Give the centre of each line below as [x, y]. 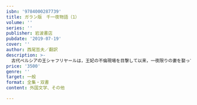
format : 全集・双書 [28, 83]
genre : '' [18, 72]
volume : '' [19, 22]
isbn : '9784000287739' [34, 11]
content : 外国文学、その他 [35, 88]
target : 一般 [21, 77]
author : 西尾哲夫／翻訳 [32, 50]
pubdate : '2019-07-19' [34, 39]
